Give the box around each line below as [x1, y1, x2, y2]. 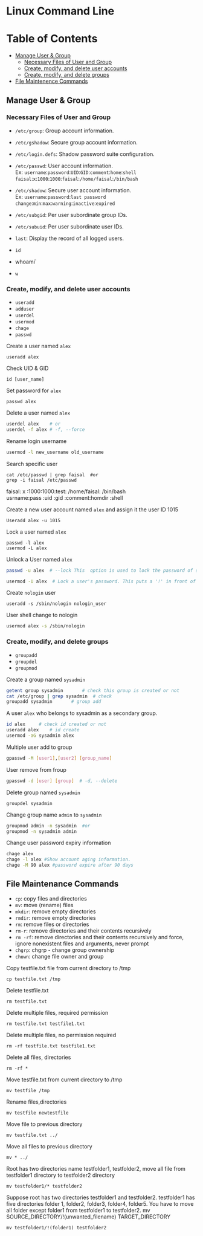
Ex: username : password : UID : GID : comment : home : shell [14, 168, 137, 176]
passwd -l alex [6, 540, 45, 546]
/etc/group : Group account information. [14, 127, 114, 134]
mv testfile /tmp [6, 1087, 50, 1093]
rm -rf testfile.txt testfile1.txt [6, 1043, 96, 1049]
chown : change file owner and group [14, 953, 104, 960]
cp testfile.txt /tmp [6, 976, 61, 982]
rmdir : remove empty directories [14, 914, 96, 921]
